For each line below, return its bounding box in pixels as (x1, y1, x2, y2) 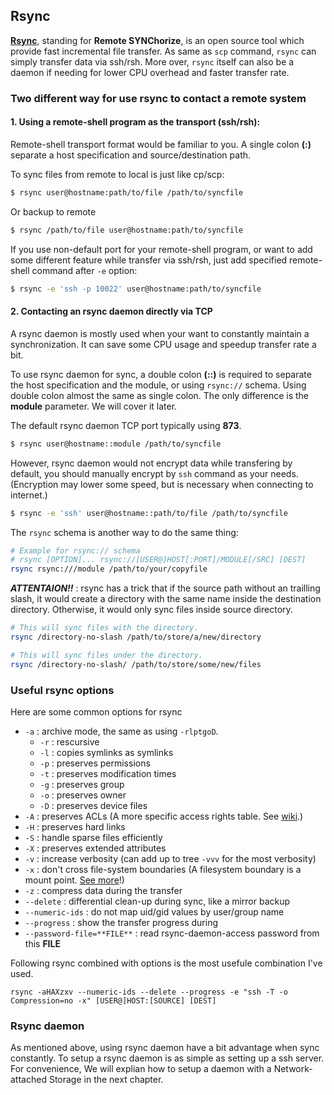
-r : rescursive (39, 735, 100, 748)
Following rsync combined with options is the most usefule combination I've (10, 957, 323, 969)
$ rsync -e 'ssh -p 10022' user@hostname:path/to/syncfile (10, 284, 262, 294)
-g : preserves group (39, 778, 125, 790)
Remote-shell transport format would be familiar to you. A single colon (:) (10, 138, 312, 150)
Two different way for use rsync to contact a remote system (10, 91, 307, 105)
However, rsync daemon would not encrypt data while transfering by (10, 457, 293, 469)
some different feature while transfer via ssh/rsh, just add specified (10, 254, 288, 266)
